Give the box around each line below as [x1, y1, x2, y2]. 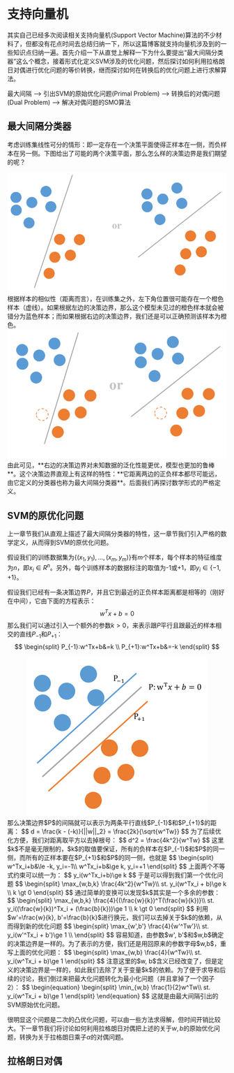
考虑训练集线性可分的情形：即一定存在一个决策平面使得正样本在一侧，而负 [7, 140, 221, 149]
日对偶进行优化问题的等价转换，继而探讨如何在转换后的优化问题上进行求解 [7, 66, 221, 74]
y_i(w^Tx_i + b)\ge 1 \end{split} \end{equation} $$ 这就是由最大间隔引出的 [7, 991, 219, 1000]
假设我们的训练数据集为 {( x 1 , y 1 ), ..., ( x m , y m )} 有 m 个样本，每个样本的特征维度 [7, 553, 223, 563]
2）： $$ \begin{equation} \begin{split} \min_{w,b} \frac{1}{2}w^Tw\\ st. [7, 983, 211, 991]
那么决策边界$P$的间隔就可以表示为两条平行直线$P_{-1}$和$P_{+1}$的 [7, 818, 211, 826]
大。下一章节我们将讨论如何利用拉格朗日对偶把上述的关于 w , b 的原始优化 [7, 1024, 214, 1032]
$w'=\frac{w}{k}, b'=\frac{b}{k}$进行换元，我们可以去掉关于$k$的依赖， [7, 913, 217, 921]
